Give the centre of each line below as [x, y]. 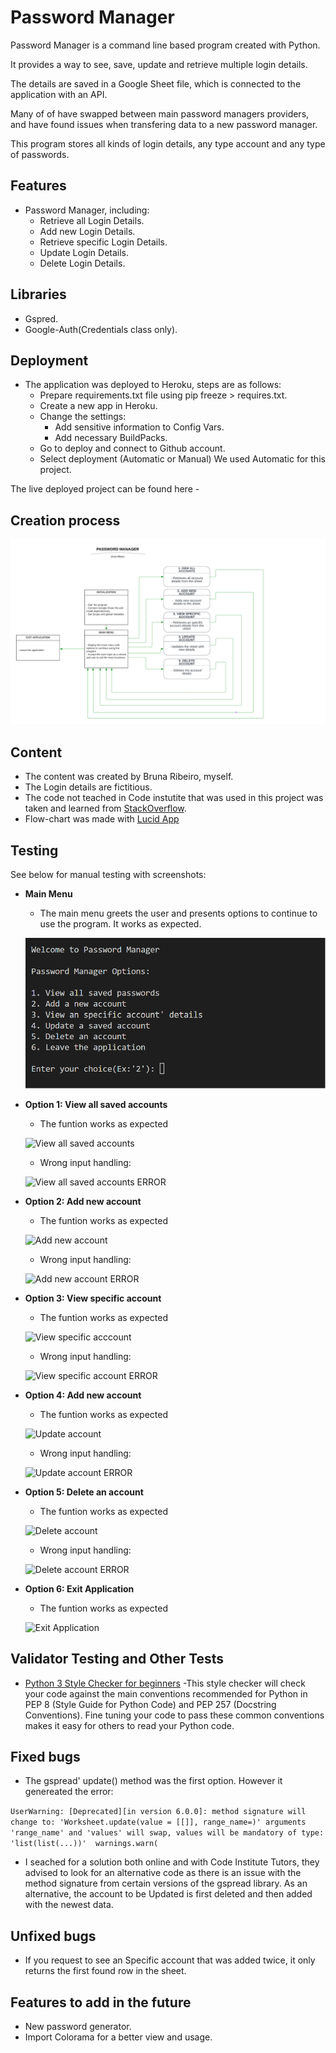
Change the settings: [83, 417]
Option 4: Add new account [83, 1395]
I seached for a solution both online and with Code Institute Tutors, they [172, 1862]
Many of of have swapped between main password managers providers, [160, 113]
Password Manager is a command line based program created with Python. [165, 45]
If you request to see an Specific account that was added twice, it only [170, 1960]
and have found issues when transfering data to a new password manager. [164, 124]
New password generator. [78, 2026]
